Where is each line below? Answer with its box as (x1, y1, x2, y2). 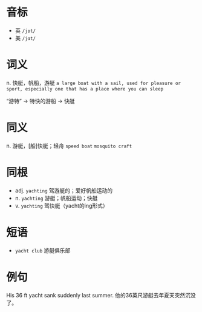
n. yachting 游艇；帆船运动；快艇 (15, 194, 98, 202)
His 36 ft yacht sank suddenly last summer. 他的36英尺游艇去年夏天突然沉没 (6, 291, 196, 299)
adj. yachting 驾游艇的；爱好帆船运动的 (15, 186, 113, 194)
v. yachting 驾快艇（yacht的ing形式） (15, 202, 109, 209)
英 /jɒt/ (15, 27, 36, 34)
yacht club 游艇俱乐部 (15, 246, 71, 254)
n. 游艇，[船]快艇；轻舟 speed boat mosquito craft (6, 142, 132, 149)
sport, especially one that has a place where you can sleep (6, 86, 164, 92)
